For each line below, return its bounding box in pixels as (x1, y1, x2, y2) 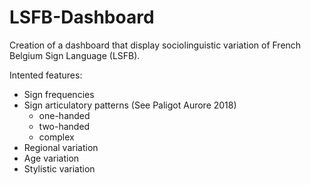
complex (38, 131, 75, 143)
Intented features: (9, 69, 83, 81)
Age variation (23, 152, 80, 164)
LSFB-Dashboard (9, 6, 155, 29)
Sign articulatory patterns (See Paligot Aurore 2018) (23, 99, 237, 111)
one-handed (38, 109, 91, 121)
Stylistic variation (23, 162, 96, 175)
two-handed (38, 120, 91, 132)
